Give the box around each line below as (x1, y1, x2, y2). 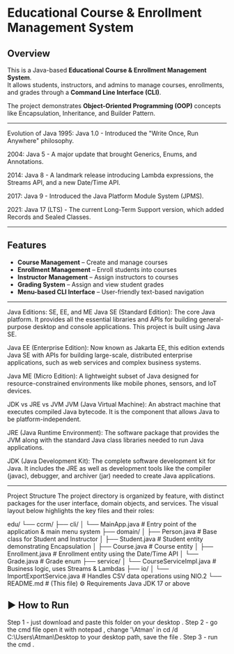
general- (198, 315, 224, 324)
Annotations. (7, 158, 44, 165)
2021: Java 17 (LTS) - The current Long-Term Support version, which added (7, 206, 224, 213)
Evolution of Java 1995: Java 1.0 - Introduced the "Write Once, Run (7, 129, 198, 137)
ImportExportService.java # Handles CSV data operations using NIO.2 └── (7, 572, 222, 580)
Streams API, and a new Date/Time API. (7, 178, 120, 186)
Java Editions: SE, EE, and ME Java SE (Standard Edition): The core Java (7, 307, 216, 316)
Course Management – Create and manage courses (17, 258, 169, 266)
